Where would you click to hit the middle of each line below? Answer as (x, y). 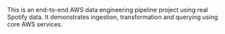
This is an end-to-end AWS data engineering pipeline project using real (107, 10)
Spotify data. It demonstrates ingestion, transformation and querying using (113, 17)
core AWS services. (35, 24)
